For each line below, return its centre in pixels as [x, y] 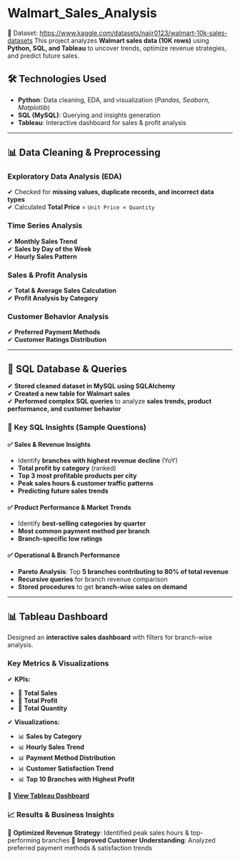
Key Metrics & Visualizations [58, 663]
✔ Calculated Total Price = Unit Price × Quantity [81, 207]
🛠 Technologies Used [57, 79]
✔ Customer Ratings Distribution [57, 340]
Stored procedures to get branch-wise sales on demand [102, 586]
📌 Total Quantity [42, 708]
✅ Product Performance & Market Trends [69, 507]
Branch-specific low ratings [60, 539]
